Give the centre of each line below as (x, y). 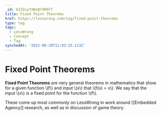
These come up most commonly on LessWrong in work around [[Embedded (81, 102)
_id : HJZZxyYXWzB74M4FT (29, 9)
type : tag (15, 23)
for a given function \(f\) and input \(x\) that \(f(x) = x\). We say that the (76, 88)
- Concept (19, 37)
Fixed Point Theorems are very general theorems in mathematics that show (81, 83)
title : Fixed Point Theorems (34, 14)
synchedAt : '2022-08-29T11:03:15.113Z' (45, 45)
